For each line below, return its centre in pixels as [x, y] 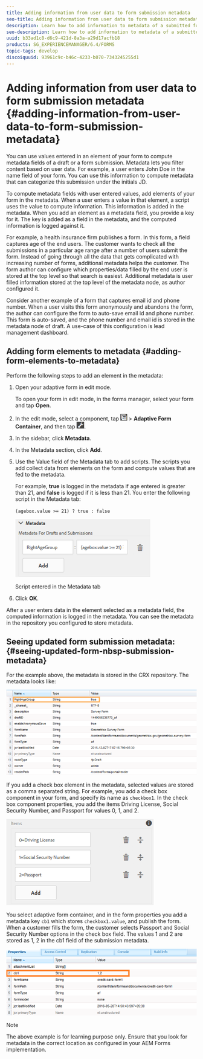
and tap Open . [33, 405]
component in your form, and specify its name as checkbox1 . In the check [97, 798]
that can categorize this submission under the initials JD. [77, 182]
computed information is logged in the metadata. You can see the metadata [100, 616]
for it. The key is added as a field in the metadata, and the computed [91, 219]
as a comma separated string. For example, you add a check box [87, 791]
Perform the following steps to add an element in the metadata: [85, 375]
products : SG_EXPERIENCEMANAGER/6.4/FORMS [60, 45]
